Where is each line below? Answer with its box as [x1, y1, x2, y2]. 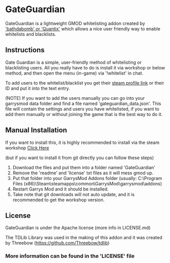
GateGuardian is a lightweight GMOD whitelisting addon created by [5, 20, 146, 26]
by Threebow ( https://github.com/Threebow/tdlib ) [5, 240, 110, 246]
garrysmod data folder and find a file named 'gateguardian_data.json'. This [5, 100, 161, 106]
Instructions [5, 46, 45, 54]
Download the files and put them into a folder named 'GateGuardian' [12, 164, 156, 170]
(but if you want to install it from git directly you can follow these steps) [5, 155, 154, 161]
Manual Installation [5, 126, 67, 135]
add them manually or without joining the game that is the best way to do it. [5, 111, 163, 117]
